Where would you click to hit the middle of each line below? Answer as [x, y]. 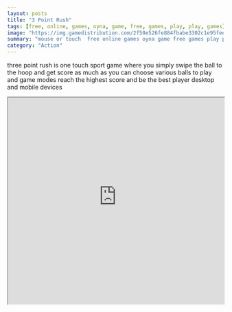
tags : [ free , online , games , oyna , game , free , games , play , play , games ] [116, 26]
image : [16, 33]
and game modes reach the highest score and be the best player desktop [111, 80]
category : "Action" [35, 45]
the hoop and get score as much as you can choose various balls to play [109, 72]
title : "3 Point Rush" [39, 20]
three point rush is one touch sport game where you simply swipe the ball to [115, 65]
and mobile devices [35, 87]
